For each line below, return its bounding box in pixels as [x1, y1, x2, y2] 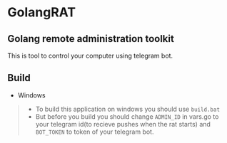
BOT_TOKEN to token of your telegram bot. [35, 127, 154, 136]
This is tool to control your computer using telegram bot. [7, 51, 173, 60]
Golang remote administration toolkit [7, 33, 175, 45]
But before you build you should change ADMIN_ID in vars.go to [35, 112, 219, 121]
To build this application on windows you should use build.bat [35, 105, 220, 113]
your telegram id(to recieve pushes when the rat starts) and [35, 120, 211, 128]
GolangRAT [7, 4, 76, 21]
